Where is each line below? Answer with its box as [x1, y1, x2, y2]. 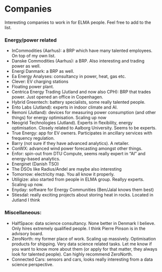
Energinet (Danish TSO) [11, 161, 59, 167]
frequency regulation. [11, 135, 55, 141]
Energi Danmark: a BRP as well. [11, 68, 75, 74]
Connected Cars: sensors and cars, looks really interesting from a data [11, 256, 153, 262]
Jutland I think [11, 197, 40, 203]
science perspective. [11, 261, 54, 267]
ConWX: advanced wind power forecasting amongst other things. [11, 145, 143, 151]
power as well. [11, 63, 41, 69]
